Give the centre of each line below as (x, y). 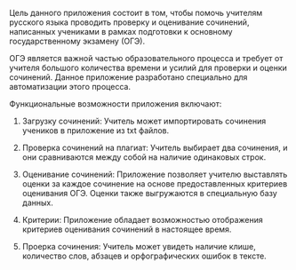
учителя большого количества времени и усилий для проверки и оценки (148, 67)
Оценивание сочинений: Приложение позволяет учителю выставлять (155, 174)
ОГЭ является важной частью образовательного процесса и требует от (146, 58)
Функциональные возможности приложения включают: (116, 104)
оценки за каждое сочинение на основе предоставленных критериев (155, 184)
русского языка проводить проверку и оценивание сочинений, (129, 22)
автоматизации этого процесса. (70, 87)
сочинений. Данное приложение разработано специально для (128, 77)
